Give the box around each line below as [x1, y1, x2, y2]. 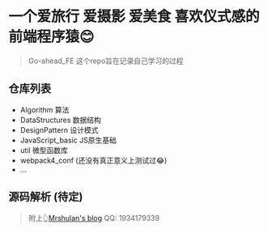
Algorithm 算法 [19, 104, 70, 114]
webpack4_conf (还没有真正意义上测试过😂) [19, 155, 168, 165]
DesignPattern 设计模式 [19, 125, 99, 134]
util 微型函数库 [19, 145, 69, 155]
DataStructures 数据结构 [19, 115, 101, 125]
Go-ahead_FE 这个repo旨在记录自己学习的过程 [28, 56, 184, 66]
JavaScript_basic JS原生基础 [19, 135, 117, 145]
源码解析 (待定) [8, 190, 83, 204]
